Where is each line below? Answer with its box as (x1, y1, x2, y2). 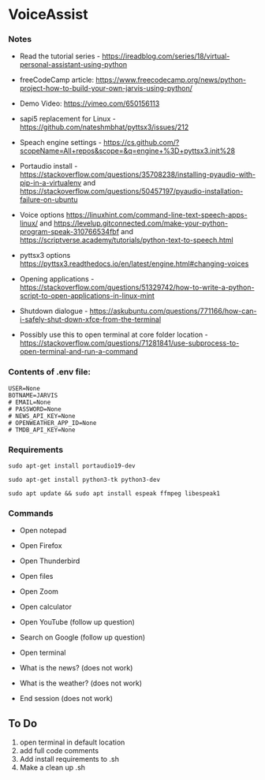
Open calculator (19, 602, 73, 612)
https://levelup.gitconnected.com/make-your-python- (54, 218, 229, 228)
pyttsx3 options (19, 251, 71, 260)
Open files (19, 572, 54, 581)
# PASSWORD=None (8, 405, 62, 413)
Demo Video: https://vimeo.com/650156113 (19, 99, 160, 108)
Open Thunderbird (19, 556, 80, 565)
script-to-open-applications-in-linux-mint (19, 291, 155, 300)
